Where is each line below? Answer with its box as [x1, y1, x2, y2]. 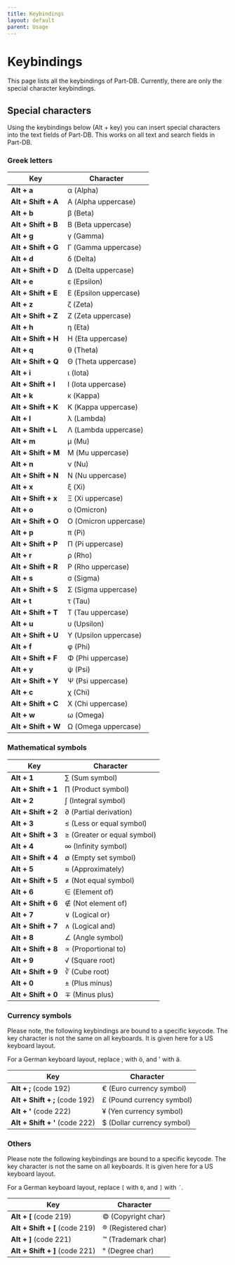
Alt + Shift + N [11, 471, 59, 481]
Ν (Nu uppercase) [67, 471, 128, 481]
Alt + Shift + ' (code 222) [11, 1118, 96, 1127]
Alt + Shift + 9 [11, 967, 58, 976]
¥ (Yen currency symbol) [102, 1106, 184, 1116]
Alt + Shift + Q [11, 357, 60, 366]
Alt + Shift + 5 [11, 875, 58, 885]
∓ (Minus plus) [64, 989, 114, 999]
